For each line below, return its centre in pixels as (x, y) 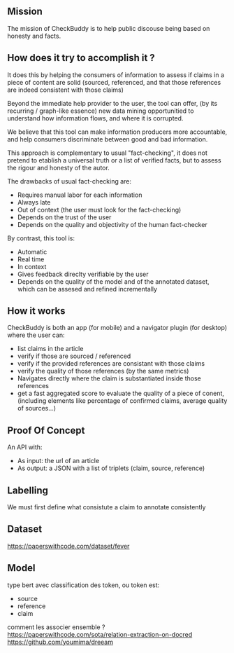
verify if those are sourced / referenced (74, 356)
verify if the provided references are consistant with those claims (111, 364)
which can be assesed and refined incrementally (87, 289)
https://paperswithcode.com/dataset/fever (68, 546)
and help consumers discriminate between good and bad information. (108, 139)
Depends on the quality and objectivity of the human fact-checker (112, 224)
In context (32, 266)
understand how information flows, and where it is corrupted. (95, 118)
